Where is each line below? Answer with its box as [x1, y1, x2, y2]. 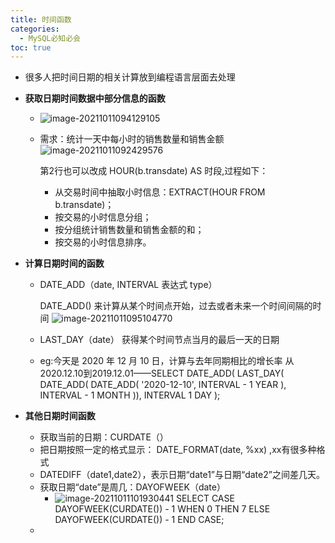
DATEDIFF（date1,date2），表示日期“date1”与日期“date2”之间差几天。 [39, 469, 325, 481]
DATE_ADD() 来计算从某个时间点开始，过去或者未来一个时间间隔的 [39, 300, 313, 312]
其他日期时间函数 [24, 410, 96, 422]
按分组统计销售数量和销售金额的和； [54, 224, 205, 236]
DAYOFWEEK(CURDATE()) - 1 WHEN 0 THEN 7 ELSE [54, 503, 271, 515]
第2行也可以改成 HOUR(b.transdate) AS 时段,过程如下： [39, 165, 269, 177]
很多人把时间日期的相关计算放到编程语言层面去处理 [24, 71, 236, 83]
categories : [10, 24, 60, 34]
